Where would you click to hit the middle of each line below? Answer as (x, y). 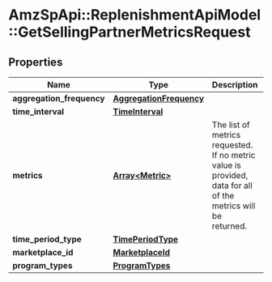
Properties (36, 62)
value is (226, 165)
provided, (230, 175)
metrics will (234, 206)
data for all (232, 186)
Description (235, 85)
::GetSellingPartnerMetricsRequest (130, 32)
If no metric (234, 155)
